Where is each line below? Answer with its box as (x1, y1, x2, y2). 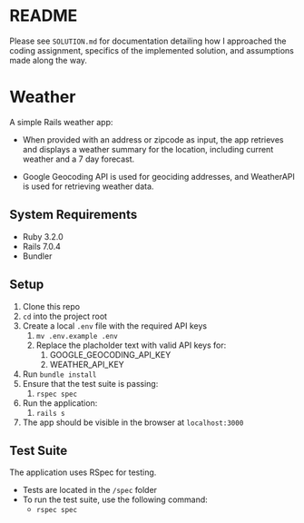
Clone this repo (22, 301, 80, 311)
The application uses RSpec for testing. (9, 467, 157, 478)
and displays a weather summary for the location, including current (22, 143, 274, 154)
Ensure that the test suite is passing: (22, 378, 159, 389)
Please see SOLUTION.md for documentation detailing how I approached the (9, 35, 287, 46)
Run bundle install (22, 369, 97, 380)
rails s (35, 409, 65, 418)
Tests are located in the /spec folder (22, 485, 157, 496)
